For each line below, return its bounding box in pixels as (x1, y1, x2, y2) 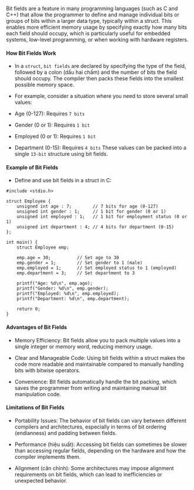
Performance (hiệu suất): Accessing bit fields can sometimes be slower (14, 441, 188, 448)
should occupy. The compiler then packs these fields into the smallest (14, 75, 184, 82)
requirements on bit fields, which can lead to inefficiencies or (14, 471, 162, 478)
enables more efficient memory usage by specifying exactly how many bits (6, 23, 188, 30)
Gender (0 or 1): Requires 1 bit (14, 121, 90, 128)
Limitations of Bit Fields (6, 404, 64, 411)
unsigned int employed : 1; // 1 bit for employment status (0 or (16, 214, 188, 220)
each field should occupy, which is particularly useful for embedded (6, 30, 171, 37)
